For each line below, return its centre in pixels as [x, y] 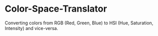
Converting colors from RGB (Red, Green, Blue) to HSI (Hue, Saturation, [79, 23]
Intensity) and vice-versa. [32, 28]
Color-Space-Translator [56, 9]
